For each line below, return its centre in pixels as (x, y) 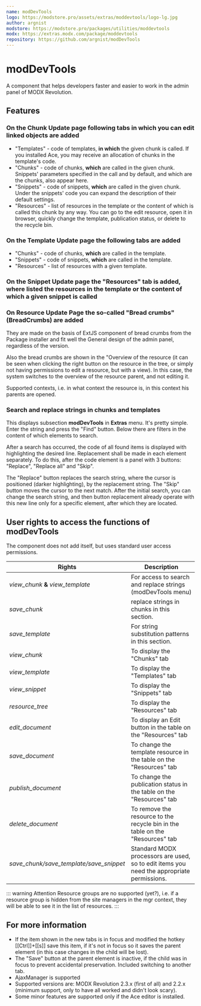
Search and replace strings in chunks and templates (83, 410)
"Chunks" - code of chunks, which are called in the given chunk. (95, 168)
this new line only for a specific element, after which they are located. (92, 503)
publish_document (35, 788)
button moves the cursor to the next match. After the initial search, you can (99, 491)
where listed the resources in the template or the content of (94, 289)
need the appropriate (160, 871)
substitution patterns (160, 634)
